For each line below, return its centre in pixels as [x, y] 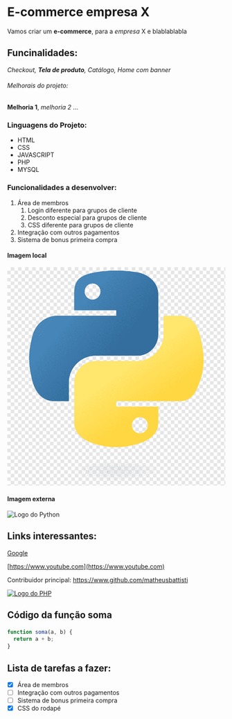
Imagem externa [31, 499]
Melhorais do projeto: [38, 86]
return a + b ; [34, 639]
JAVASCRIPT [36, 155]
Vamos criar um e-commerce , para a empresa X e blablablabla [97, 31]
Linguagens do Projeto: [47, 125]
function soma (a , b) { [40, 632]
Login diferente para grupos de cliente [82, 210]
